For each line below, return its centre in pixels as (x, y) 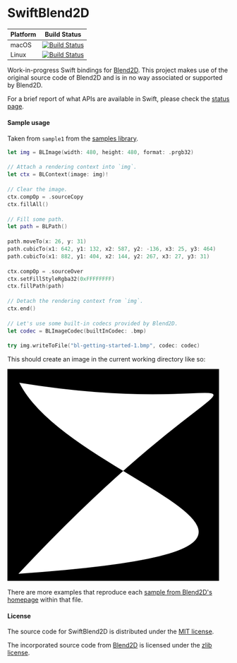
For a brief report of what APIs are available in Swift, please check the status (119, 99)
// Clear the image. (38, 190)
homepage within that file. (45, 600)
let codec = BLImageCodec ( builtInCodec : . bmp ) (77, 331)
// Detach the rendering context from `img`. (75, 301)
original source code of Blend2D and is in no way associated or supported (115, 78)
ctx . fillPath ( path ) (36, 286)
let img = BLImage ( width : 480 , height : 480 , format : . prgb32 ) (101, 152)
